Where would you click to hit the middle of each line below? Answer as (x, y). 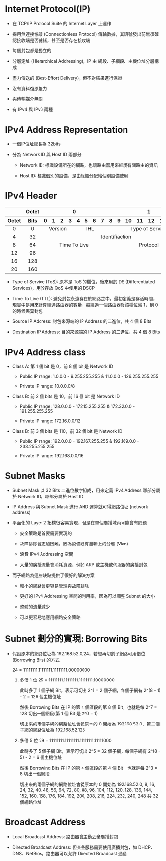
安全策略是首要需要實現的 (46, 533)
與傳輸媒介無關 (27, 99)
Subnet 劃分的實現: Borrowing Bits (76, 639)
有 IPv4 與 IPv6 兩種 (33, 109)
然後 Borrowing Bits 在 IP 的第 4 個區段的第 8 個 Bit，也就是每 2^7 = (88, 707)
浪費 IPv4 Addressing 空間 (46, 554)
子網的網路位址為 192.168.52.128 (52, 730)
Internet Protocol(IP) (48, 9)
